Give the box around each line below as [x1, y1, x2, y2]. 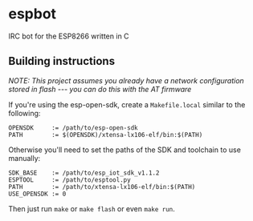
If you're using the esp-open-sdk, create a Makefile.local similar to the [8, 99, 246, 109]
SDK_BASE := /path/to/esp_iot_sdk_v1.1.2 [8, 169, 160, 177]
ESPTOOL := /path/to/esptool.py [8, 175, 131, 184]
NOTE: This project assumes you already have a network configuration [8, 75, 245, 85]
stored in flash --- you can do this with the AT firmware [8, 84, 192, 94]
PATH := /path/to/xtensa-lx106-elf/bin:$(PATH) [8, 183, 196, 191]
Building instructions [8, 54, 115, 68]
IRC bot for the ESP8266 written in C [8, 31, 130, 41]
